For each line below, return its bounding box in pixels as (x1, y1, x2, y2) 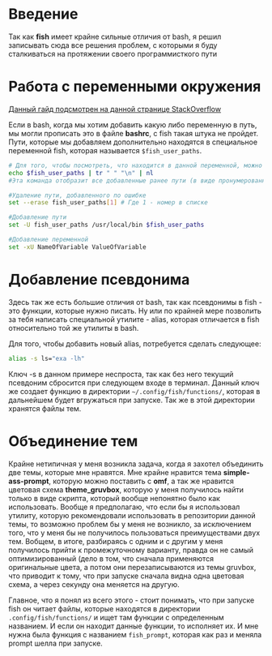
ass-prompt (8, 476, 49, 486)
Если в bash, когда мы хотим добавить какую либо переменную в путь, (8, 119, 257, 130)
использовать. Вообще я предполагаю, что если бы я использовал (8, 502, 240, 512)
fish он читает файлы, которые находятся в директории (8, 603, 201, 613)
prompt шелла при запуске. (8, 638, 103, 648)
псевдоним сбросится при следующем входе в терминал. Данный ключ (8, 378, 260, 388)
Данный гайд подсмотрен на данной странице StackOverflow (8, 104, 221, 114)
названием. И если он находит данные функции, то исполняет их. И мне (8, 621, 259, 631)
